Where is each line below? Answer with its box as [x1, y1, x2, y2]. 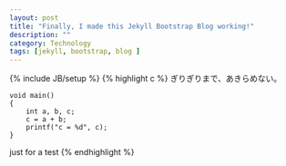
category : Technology [9, 38, 92, 48]
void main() [9, 92, 55, 101]
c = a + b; [26, 115, 67, 124]
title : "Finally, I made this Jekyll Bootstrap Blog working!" [9, 22, 255, 31]
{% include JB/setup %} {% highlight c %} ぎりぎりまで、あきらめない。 [9, 73, 282, 84]
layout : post [9, 13, 59, 23]
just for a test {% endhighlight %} [9, 147, 135, 158]
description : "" [9, 30, 71, 39]
